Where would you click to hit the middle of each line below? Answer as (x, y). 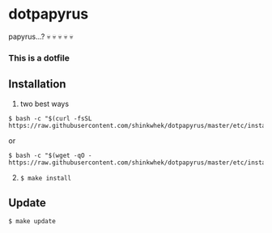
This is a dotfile (39, 57)
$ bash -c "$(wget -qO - (50, 155)
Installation (37, 85)
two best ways (45, 104)
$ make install (46, 178)
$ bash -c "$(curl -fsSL (50, 118)
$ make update (32, 222)
